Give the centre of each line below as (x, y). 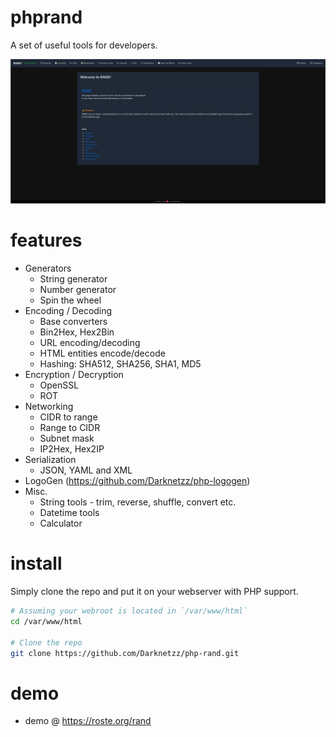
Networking (49, 407)
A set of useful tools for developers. (84, 45)
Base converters (73, 322)
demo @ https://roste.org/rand (88, 721)
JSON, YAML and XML (86, 470)
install (36, 563)
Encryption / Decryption (74, 375)
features (46, 240)
